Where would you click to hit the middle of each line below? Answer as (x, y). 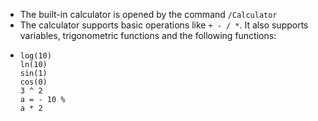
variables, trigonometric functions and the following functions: (148, 35)
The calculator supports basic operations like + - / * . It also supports (164, 25)
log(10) (35, 56)
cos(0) (33, 82)
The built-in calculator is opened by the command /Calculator (148, 14)
